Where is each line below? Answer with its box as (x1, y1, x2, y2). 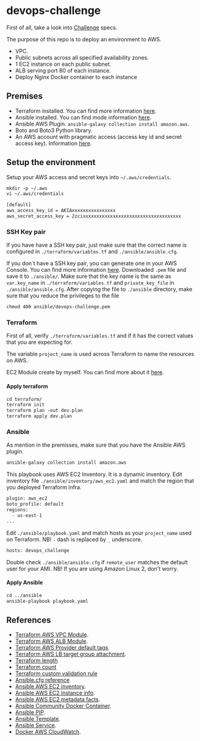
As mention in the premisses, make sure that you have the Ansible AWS (6, 441, 186, 448)
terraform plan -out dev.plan (6, 408, 84, 414)
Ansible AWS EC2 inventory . (15, 683, 87, 690)
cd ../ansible (6, 592, 43, 598)
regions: (6, 507, 29, 513)
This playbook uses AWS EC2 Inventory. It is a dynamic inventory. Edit (6, 470, 183, 478)
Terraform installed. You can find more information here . (15, 107, 157, 115)
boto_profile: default (6, 501, 64, 508)
